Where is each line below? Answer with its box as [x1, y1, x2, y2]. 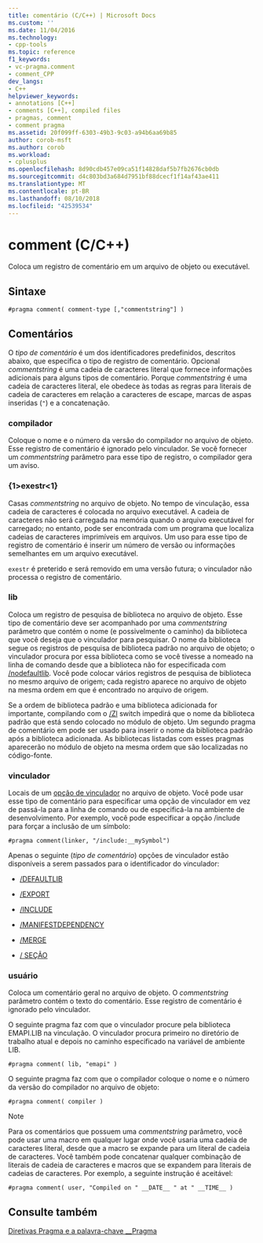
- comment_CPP [8, 70, 55, 78]
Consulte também [8, 1205, 98, 1219]
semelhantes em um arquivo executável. [8, 548, 139, 558]
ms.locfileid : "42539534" [8, 202, 93, 210]
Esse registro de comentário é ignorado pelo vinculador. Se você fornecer [8, 444, 247, 454]
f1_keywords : [8, 56, 51, 64]
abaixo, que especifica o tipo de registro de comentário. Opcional [8, 356, 221, 365]
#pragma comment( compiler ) [8, 1098, 104, 1106]
